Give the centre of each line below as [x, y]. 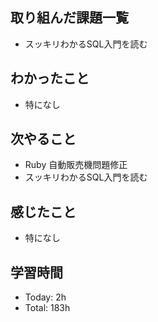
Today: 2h [45, 297]
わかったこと [50, 78]
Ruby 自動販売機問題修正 [76, 165]
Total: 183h [47, 308]
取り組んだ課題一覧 [69, 18]
